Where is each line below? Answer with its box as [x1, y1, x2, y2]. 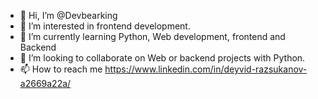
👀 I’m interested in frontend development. [19, 20, 191, 32]
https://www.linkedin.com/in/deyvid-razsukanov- [104, 63, 308, 75]
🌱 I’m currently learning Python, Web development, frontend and [19, 31, 286, 42]
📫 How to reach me [19, 63, 103, 75]
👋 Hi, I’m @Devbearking [19, 10, 118, 21]
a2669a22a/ [19, 78, 72, 89]
